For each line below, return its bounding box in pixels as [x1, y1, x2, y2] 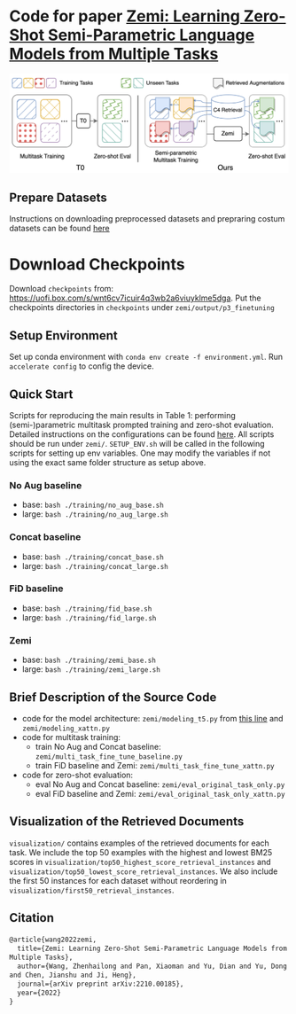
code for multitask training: [21, 731, 121, 742]
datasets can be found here [9, 223, 111, 234]
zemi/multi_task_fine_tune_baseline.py [35, 752, 183, 761]
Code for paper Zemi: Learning [9, 6, 241, 27]
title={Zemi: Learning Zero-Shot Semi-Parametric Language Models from [17, 944, 288, 953]
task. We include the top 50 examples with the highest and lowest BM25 [9, 846, 273, 857]
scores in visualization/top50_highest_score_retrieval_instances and [9, 856, 271, 867]
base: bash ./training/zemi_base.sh [21, 654, 157, 666]
